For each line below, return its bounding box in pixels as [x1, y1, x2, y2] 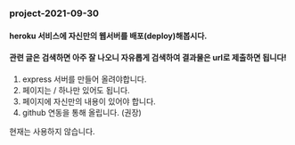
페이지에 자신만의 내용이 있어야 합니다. [21, 96, 156, 107]
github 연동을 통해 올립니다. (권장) [21, 107, 143, 117]
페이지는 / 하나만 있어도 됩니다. [21, 85, 131, 95]
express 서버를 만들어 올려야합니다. [21, 74, 147, 85]
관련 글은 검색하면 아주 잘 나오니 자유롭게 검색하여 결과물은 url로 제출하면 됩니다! [9, 52, 287, 63]
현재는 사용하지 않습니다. [9, 125, 95, 136]
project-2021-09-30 [9, 7, 100, 20]
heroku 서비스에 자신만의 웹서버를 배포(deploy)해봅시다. [9, 30, 208, 41]
